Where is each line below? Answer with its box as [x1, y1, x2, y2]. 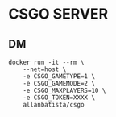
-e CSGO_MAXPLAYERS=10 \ [23, 86, 106, 94]
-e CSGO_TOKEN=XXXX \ [23, 94, 95, 102]
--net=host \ [23, 65, 67, 73]
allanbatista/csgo [23, 101, 85, 109]
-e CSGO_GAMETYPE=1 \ [23, 73, 95, 81]
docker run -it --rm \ [8, 58, 85, 66]
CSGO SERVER [8, 5, 109, 23]
